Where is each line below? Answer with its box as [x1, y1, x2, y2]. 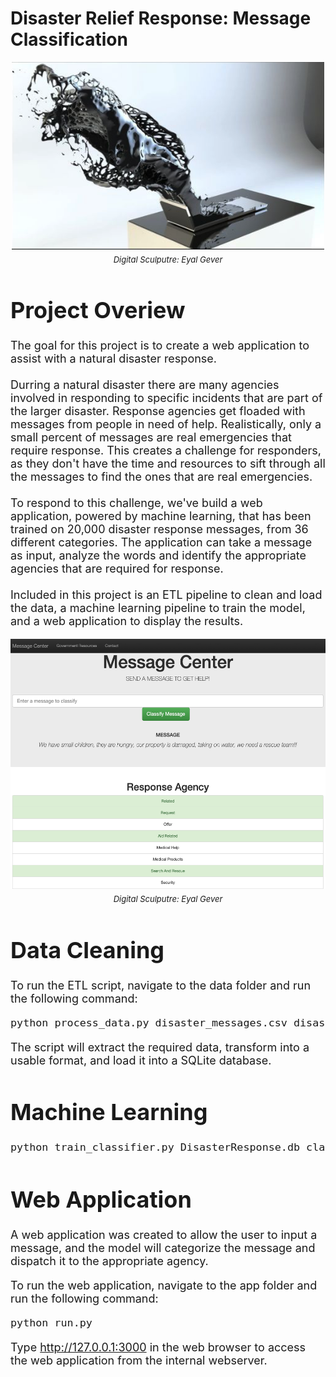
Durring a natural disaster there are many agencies [10, 378, 280, 392]
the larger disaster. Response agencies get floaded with [10, 404, 306, 419]
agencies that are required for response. [10, 562, 224, 576]
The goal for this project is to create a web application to [10, 338, 310, 353]
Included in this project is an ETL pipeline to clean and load [10, 588, 323, 602]
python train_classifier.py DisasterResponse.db [10, 1140, 301, 1154]
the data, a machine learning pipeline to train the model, [10, 601, 306, 616]
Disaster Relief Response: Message [10, 7, 312, 30]
